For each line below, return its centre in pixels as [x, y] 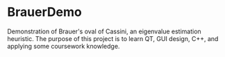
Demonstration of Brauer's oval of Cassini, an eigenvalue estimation [104, 31]
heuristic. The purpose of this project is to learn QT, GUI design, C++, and [113, 38]
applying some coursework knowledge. [64, 46]
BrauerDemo [44, 12]
